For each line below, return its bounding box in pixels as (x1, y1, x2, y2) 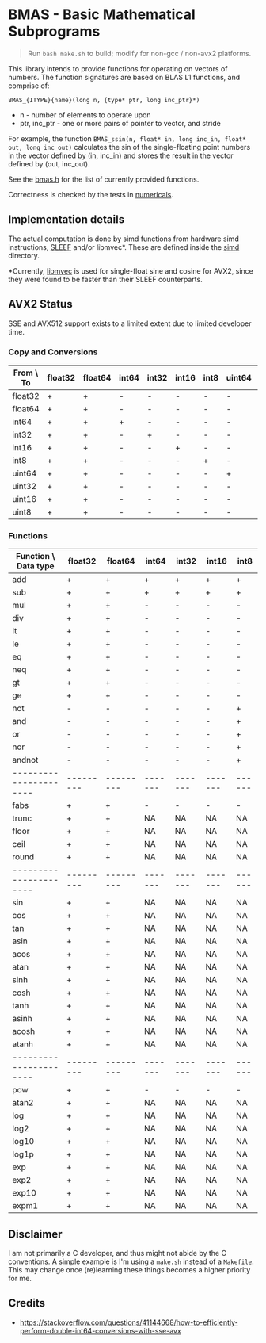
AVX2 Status (8, 297, 73, 311)
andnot (12, 755, 39, 766)
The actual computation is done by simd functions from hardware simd (8, 234, 239, 243)
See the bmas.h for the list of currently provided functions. (8, 174, 199, 184)
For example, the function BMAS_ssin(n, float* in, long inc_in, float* (8, 133, 247, 143)
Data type (16, 561, 55, 572)
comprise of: (8, 81, 50, 90)
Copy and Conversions (8, 346, 98, 358)
